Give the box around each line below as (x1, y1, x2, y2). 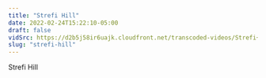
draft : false (8, 26, 51, 34)
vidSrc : (8, 33, 34, 42)
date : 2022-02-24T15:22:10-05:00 (8, 19, 119, 27)
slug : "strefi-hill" (8, 41, 77, 49)
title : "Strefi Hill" (8, 11, 80, 20)
